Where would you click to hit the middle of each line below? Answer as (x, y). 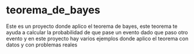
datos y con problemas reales (42, 45)
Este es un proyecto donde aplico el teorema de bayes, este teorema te (92, 26)
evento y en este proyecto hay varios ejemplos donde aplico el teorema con (97, 38)
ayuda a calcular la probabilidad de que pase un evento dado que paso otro (97, 32)
